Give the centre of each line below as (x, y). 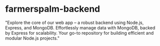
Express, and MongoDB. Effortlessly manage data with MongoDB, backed (80, 27)
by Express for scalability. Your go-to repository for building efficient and (80, 33)
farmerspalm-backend (53, 9)
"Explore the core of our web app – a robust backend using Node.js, (74, 23)
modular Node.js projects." (32, 38)
